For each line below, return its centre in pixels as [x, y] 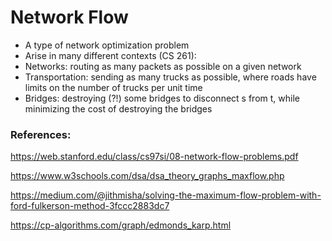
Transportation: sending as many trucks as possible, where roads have [170, 77]
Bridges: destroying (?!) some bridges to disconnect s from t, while [162, 98]
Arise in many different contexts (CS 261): [110, 55]
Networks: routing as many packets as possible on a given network [163, 66]
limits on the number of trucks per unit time [113, 87]
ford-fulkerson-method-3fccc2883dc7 [90, 206]
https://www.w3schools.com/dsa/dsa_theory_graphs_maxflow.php [147, 176]
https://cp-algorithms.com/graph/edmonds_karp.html [121, 225]
